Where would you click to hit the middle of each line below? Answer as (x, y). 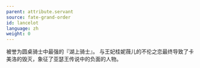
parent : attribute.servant (40, 12)
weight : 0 (19, 34)
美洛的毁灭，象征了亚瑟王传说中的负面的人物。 (64, 59)
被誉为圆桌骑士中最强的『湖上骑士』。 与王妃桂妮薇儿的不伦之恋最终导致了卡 (100, 52)
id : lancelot (22, 23)
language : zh (22, 28)
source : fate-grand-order (38, 17)
